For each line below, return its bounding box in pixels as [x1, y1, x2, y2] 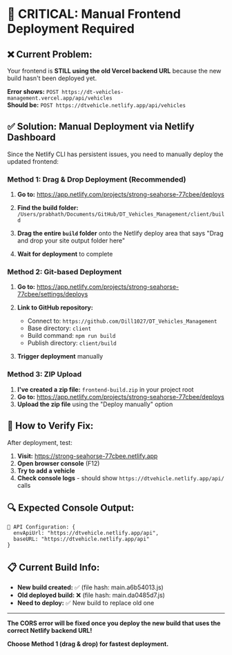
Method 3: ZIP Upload [7, 370, 81, 379]
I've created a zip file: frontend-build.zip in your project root [17, 385, 194, 393]
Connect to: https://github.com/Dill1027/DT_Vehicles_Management [27, 317, 217, 325]
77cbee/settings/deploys [17, 290, 88, 298]
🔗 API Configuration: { [7, 524, 76, 531]
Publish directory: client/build [27, 339, 117, 348]
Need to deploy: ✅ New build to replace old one [17, 599, 155, 607]
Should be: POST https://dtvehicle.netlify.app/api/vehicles [7, 101, 186, 109]
